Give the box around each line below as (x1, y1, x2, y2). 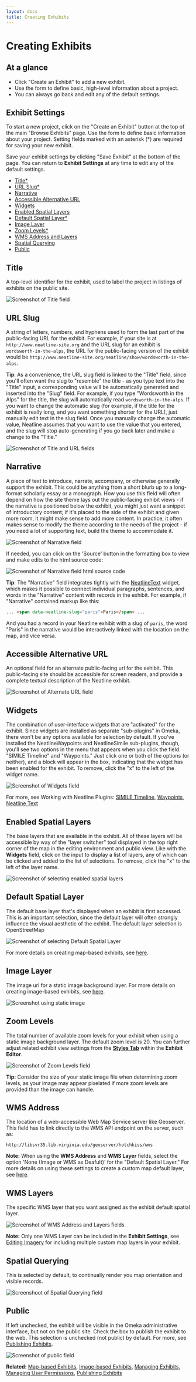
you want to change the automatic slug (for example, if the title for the (6, 402, 174, 409)
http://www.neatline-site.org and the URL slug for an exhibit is (6, 341, 161, 348)
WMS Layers (6, 1188, 54, 1198)
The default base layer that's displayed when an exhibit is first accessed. (6, 907, 182, 914)
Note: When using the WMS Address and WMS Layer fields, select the (6, 1153, 178, 1160)
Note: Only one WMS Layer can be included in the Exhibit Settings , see (6, 1233, 180, 1240)
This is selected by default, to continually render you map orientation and (6, 1271, 183, 1278)
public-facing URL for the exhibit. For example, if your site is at (6, 334, 157, 342)
